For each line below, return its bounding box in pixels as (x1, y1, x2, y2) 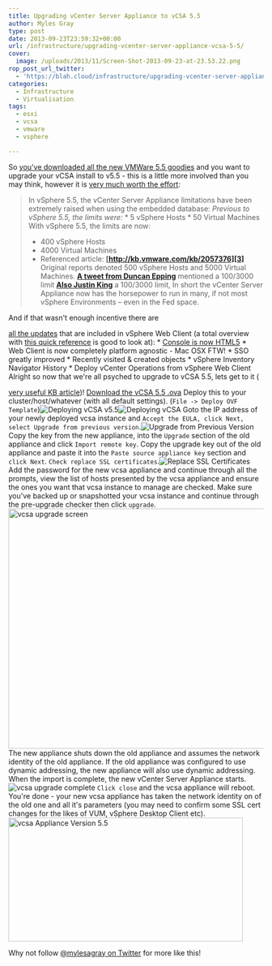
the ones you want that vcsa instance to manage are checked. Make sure (8, 482, 253, 492)
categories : (8, 80, 49, 88)
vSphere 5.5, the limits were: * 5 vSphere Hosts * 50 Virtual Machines (28, 212, 261, 222)
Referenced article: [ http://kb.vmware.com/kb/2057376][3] (40, 253, 244, 264)
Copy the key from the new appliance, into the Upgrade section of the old (8, 430, 250, 440)
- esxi (15, 110, 38, 119)
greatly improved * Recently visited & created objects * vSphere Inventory (8, 354, 255, 364)
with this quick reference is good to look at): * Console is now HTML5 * (8, 337, 247, 347)
